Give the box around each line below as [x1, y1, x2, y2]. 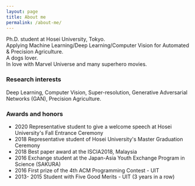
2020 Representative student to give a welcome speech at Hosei [14, 123, 172, 130]
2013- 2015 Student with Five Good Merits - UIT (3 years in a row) [14, 173, 175, 180]
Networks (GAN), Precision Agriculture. [6, 95, 102, 102]
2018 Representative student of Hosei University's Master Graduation [14, 135, 183, 142]
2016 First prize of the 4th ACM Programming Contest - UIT [14, 167, 160, 174]
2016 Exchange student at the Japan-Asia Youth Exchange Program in [14, 154, 186, 161]
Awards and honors [6, 109, 64, 118]
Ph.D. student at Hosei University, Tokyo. [6, 36, 105, 43]
